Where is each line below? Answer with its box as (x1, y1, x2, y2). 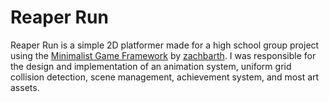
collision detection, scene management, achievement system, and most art (10, 71, 320, 83)
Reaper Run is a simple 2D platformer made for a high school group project (10, 39, 320, 51)
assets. (10, 81, 40, 93)
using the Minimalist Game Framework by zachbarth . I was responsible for (10, 49, 317, 61)
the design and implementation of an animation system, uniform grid (10, 60, 292, 72)
